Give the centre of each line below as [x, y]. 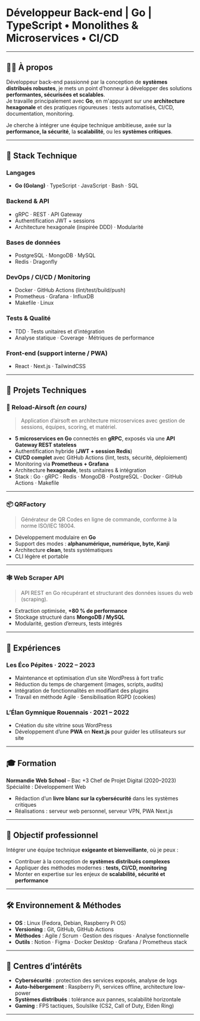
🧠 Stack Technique [42, 156]
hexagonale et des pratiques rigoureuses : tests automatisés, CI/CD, [90, 107]
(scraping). [34, 599]
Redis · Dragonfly [36, 262]
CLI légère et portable [41, 556]
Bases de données [33, 242]
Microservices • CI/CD [62, 38]
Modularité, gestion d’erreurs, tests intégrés [68, 624]
